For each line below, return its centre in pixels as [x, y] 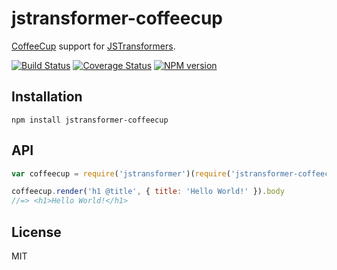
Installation [47, 97]
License [36, 232]
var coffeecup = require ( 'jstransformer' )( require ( [121, 173]
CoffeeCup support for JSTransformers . [93, 46]
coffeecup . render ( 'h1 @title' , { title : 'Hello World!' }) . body [148, 192]
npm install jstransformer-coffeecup [90, 120]
